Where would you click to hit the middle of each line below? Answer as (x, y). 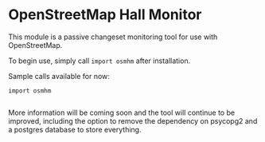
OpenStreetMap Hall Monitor (105, 15)
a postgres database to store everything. (75, 129)
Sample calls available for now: (59, 76)
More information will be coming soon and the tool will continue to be (122, 112)
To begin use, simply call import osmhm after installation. (99, 61)
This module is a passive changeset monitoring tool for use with (113, 37)
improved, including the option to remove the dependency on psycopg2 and (133, 120)
